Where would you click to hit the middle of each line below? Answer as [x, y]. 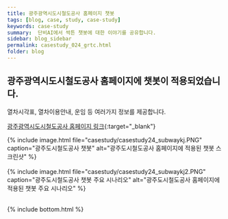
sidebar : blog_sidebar [39, 39]
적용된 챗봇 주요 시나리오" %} [47, 188]
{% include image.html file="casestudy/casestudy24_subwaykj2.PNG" [106, 171]
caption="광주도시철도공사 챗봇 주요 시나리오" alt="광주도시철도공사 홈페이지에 [114, 179]
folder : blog [26, 52]
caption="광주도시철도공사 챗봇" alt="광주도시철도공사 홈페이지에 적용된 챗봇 [111, 148]
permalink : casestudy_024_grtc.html [59, 45]
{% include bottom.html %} [46, 209]
